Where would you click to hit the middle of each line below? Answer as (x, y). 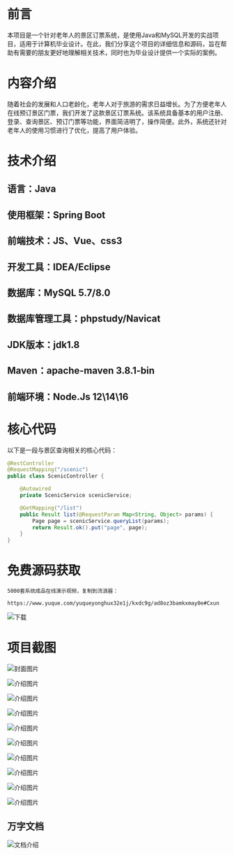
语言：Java (32, 189)
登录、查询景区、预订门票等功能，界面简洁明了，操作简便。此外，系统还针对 (117, 121)
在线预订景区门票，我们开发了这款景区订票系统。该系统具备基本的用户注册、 (117, 113)
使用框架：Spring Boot (56, 215)
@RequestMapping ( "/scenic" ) (48, 470)
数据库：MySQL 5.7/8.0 (59, 293)
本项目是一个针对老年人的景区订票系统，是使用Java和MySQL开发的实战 (110, 35)
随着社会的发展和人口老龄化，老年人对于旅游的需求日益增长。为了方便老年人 (117, 104)
